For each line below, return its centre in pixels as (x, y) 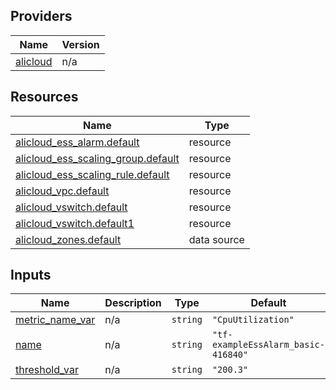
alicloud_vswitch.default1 (75, 223)
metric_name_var (55, 320)
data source (216, 239)
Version (80, 44)
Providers (41, 16)
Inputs (31, 275)
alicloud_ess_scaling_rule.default (92, 174)
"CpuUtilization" (253, 320)
